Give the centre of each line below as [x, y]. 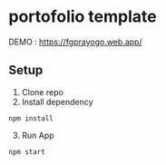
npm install [31, 118]
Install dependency [57, 102]
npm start [27, 151]
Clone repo [43, 92]
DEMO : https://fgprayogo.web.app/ [75, 42]
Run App [38, 135]
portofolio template [83, 17]
